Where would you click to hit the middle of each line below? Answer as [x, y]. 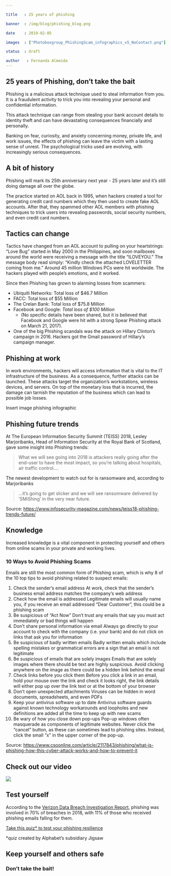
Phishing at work [33, 358]
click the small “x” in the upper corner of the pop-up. [69, 735]
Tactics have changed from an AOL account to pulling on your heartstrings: [85, 246]
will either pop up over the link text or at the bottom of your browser [84, 686]
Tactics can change [38, 234]
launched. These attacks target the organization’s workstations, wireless [82, 382]
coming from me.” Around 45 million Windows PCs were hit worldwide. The [85, 268]
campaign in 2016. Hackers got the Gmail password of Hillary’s [79, 337]
